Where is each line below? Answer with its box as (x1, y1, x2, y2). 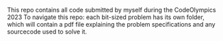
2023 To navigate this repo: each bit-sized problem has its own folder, (7, 13, 205, 21)
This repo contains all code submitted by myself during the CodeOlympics (7, 6, 217, 14)
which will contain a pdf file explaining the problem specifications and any (7, 20, 215, 28)
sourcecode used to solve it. (7, 27, 88, 36)
